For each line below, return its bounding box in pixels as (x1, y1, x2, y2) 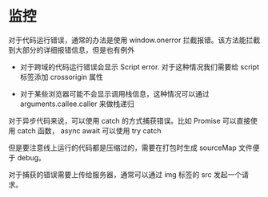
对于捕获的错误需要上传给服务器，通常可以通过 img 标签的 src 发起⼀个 (8, 169, 242, 179)
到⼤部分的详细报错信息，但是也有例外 (8, 45, 134, 54)
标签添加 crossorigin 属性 (19, 72, 104, 81)
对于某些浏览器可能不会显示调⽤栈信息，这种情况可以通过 (19, 89, 210, 98)
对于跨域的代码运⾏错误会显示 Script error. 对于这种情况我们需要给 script (19, 61, 260, 72)
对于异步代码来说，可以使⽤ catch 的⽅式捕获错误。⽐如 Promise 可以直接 (8, 116, 251, 125)
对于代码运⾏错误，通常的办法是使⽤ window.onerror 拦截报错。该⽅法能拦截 (8, 35, 261, 45)
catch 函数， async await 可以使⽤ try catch (17, 125, 162, 136)
